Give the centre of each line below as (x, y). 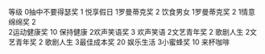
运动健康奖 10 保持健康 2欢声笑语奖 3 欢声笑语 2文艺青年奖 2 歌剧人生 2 (131, 32)
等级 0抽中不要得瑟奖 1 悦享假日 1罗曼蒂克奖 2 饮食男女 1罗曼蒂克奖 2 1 (125, 12)
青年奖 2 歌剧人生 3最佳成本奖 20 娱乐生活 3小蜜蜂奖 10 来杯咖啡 (122, 42)
